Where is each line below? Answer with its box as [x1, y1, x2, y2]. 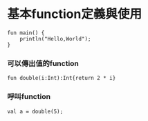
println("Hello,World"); [19, 35, 91, 42]
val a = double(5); [7, 108, 64, 115]
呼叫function [7, 92, 50, 102]
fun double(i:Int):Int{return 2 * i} [7, 75, 116, 82]
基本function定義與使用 [7, 6, 142, 22]
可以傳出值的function [7, 58, 80, 68]
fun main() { [7, 29, 45, 36]
